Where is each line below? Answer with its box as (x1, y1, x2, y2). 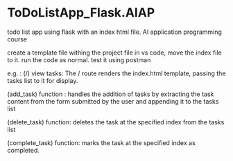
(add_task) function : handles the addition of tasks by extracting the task (7, 90, 214, 98)
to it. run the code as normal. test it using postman (7, 55, 151, 64)
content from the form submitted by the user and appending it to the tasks (7, 97, 219, 105)
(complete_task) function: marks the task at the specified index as (7, 138, 196, 146)
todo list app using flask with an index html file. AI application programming (7, 28, 222, 36)
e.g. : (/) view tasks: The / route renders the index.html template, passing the (7, 69, 226, 77)
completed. (7, 146, 40, 154)
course (7, 35, 28, 43)
